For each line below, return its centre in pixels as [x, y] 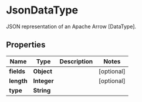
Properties [26, 45]
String [42, 90]
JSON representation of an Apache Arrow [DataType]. [71, 26]
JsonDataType [42, 10]
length [18, 81]
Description [76, 61]
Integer [43, 81]
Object [43, 71]
